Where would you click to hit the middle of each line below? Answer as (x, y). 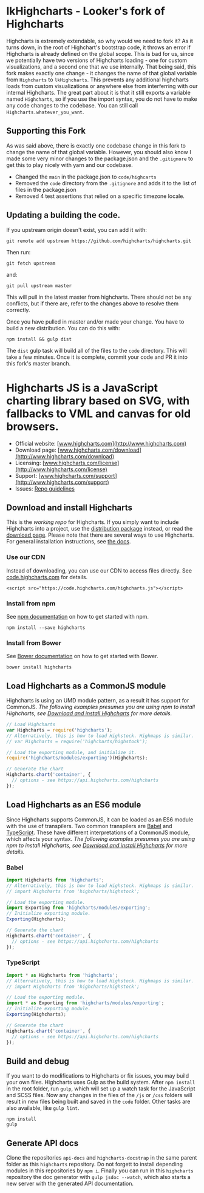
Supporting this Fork (46, 131)
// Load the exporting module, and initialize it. (72, 752)
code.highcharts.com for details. (47, 577)
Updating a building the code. (63, 215)
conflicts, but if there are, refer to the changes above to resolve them (93, 303)
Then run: (19, 252)
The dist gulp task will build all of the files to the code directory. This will (97, 350)
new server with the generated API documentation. (70, 1184)
